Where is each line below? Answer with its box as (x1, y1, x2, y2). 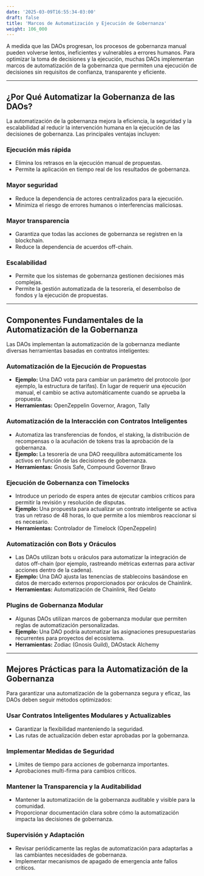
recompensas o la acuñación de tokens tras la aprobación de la (15, 437, 174, 445)
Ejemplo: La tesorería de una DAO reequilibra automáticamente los (15, 450, 182, 457)
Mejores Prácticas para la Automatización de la (6, 664, 188, 674)
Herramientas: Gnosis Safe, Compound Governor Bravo (15, 463, 156, 470)
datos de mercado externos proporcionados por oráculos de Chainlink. (15, 579, 193, 587)
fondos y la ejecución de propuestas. (15, 291, 108, 299)
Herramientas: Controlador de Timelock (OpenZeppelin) (15, 524, 157, 532)
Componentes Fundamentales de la (6, 315, 144, 325)
